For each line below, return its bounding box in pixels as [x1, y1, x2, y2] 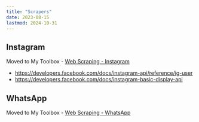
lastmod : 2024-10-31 [6, 20, 58, 26]
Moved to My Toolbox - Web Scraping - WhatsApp [6, 109, 131, 116]
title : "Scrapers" [6, 8, 52, 15]
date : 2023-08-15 [6, 14, 50, 20]
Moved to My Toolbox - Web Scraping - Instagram [6, 58, 130, 65]
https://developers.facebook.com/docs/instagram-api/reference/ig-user [14, 69, 193, 77]
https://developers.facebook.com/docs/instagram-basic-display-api [14, 76, 183, 83]
